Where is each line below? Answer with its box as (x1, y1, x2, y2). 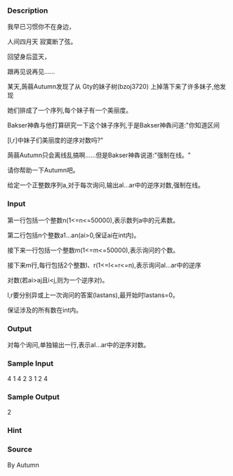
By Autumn (7, 461, 40, 469)
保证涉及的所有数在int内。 (7, 306, 83, 314)
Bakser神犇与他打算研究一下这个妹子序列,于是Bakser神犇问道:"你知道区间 (7, 121, 220, 130)
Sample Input (7, 358, 54, 368)
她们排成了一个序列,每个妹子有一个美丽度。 (7, 106, 133, 115)
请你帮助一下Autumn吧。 (7, 166, 79, 175)
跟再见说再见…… (7, 68, 55, 76)
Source (7, 444, 33, 454)
